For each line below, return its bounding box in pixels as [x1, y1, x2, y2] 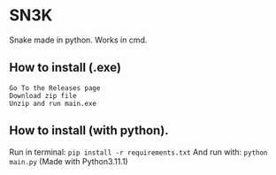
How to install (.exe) [9, 60, 122, 75]
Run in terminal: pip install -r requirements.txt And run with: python [9, 147, 268, 157]
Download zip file [9, 91, 77, 100]
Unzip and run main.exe [9, 99, 97, 108]
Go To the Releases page [9, 83, 101, 93]
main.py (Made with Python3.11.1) [9, 156, 128, 166]
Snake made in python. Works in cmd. [9, 34, 148, 45]
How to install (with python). [9, 123, 170, 138]
